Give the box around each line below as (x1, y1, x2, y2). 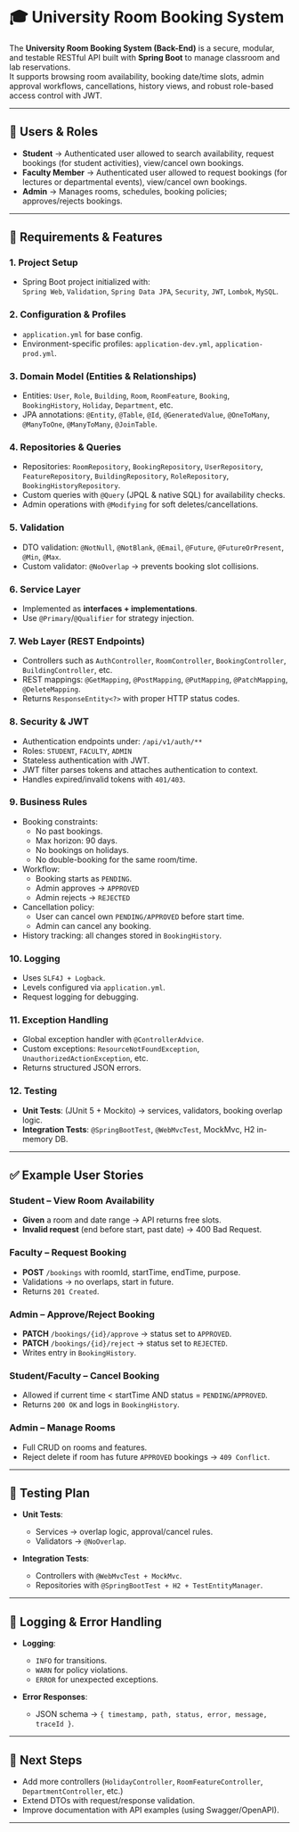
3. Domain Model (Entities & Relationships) (9, 369, 198, 382)
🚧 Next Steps (9, 1753, 83, 1768)
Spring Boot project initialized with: (21, 277, 151, 287)
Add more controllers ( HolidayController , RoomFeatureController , (21, 1777, 263, 1787)
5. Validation (9, 521, 65, 534)
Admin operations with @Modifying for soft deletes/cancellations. (21, 499, 259, 510)
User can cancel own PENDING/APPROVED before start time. (35, 911, 245, 922)
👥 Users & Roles (9, 124, 99, 139)
